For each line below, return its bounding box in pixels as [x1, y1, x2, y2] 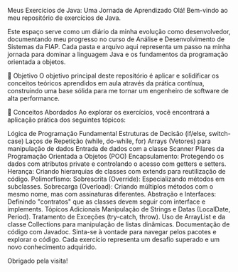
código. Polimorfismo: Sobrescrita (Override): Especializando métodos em [7, 174, 225, 183]
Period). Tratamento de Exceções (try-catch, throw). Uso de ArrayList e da [7, 213, 226, 221]
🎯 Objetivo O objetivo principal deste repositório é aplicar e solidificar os [7, 71, 220, 80]
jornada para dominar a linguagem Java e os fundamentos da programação [7, 50, 229, 58]
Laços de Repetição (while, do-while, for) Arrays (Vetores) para [25, 137, 211, 145]
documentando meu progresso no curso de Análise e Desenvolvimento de [7, 35, 225, 43]
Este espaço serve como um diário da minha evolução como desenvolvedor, [7, 28, 231, 36]
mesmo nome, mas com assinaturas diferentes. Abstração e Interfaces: [7, 190, 217, 198]
